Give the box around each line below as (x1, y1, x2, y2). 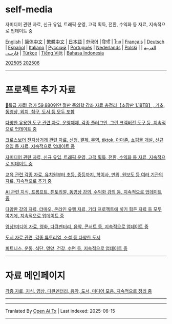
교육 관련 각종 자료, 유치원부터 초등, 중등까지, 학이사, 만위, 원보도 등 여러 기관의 (5, 171, 163, 178)
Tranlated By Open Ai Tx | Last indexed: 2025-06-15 (5, 308, 115, 314)
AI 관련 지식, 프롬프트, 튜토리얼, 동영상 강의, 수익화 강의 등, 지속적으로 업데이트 (5, 188, 162, 195)
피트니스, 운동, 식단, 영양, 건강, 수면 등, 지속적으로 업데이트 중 (5, 245, 128, 251)
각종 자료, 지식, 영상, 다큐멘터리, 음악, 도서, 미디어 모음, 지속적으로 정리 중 (5, 288, 152, 294)
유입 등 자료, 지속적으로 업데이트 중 (5, 143, 75, 149)
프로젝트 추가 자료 (5, 84, 76, 96)
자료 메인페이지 (5, 270, 66, 282)
